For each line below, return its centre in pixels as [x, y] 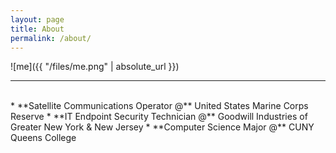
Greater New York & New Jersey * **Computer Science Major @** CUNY [162, 127]
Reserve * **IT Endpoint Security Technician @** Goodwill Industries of [159, 117]
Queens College [43, 138]
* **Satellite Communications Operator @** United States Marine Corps [159, 106]
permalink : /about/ [51, 38]
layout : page [37, 19]
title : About [37, 29]
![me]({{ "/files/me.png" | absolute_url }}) [95, 67]
